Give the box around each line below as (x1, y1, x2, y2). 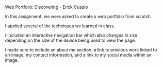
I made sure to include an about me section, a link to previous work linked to (5, 47, 157, 52)
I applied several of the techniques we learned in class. (5, 23, 115, 29)
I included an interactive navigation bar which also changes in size (5, 33, 138, 38)
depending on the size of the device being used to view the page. (5, 37, 136, 43)
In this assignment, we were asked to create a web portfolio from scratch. (5, 14, 152, 19)
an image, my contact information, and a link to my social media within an (5, 52, 152, 58)
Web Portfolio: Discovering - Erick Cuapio (5, 4, 88, 10)
